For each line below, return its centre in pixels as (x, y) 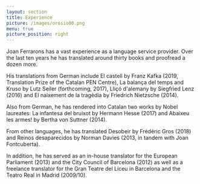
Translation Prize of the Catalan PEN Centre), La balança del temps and (95, 83)
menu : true (20, 29)
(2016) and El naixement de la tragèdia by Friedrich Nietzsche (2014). (92, 95)
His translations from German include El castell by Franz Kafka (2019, (92, 76)
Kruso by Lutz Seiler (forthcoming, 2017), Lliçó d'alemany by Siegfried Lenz (100, 89)
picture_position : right (37, 34)
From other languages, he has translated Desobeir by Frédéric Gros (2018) (99, 132)
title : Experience (29, 17)
